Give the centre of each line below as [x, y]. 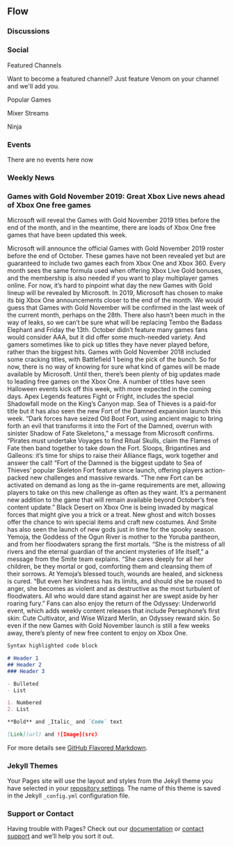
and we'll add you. [33, 86]
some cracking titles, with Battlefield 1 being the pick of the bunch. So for [112, 359]
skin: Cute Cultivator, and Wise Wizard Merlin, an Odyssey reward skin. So [114, 618]
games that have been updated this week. [67, 235]
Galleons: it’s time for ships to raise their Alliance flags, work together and [113, 456]
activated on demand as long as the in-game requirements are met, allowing [116, 485]
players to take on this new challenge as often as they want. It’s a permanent [117, 493]
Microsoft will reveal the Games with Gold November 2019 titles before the [114, 220]
